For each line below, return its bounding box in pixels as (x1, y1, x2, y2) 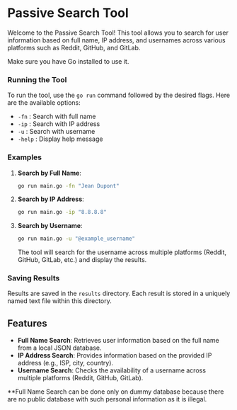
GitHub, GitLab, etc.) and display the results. (17, 256, 147, 264)
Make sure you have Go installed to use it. (7, 57, 129, 65)
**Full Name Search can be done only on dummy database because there (7, 387, 224, 396)
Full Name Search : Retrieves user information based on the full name (17, 336, 219, 345)
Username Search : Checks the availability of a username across (17, 366, 207, 375)
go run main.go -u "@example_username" (17, 235, 136, 242)
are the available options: (7, 98, 81, 107)
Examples (7, 152, 42, 162)
